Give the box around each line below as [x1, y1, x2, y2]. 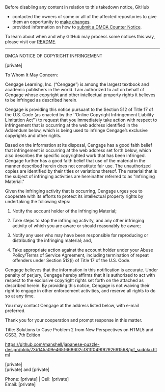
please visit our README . [5, 39, 56, 45]
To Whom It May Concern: [5, 72, 58, 78]
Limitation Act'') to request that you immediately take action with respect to [5, 117, 157, 123]
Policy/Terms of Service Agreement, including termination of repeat [12, 252, 149, 258]
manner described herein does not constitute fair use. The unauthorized [5, 163, 151, 169]
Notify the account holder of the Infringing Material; [12, 208, 117, 214]
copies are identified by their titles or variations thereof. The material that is [5, 168, 157, 174]
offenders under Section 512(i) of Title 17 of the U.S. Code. [12, 258, 131, 263]
